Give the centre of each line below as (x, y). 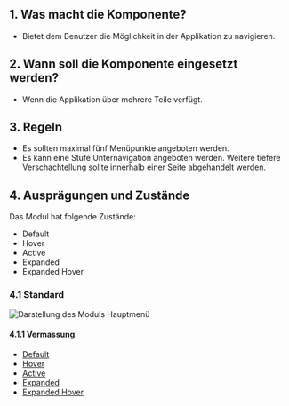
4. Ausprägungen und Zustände (100, 195)
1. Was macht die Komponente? (98, 15)
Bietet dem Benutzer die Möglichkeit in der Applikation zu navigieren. (149, 36)
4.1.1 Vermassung (42, 334)
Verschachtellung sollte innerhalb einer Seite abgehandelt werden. (144, 167)
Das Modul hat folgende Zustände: (72, 217)
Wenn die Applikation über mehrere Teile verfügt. (112, 99)
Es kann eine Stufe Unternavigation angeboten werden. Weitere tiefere (151, 158)
